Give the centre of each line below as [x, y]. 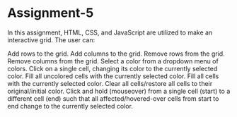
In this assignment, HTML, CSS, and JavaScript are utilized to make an [110, 32]
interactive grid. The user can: [51, 39]
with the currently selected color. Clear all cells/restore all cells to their [110, 83]
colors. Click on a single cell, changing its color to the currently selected [112, 68]
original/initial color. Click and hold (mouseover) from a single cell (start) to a [119, 91]
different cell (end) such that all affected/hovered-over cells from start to [113, 98]
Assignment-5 [51, 13]
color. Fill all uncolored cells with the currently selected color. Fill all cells [113, 76]
